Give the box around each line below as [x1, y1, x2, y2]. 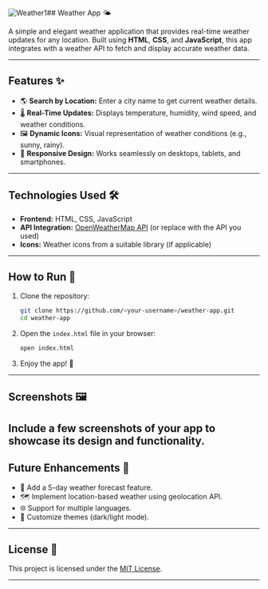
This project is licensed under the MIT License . [8, 564, 163, 574]
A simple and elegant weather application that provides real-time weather [8, 26, 250, 36]
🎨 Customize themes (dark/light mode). [19, 512, 149, 522]
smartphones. [19, 157, 66, 166]
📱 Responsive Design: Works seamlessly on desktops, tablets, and [19, 148, 241, 158]
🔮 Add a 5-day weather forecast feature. [19, 483, 153, 492]
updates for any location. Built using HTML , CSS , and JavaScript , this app [8, 35, 253, 44]
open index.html [19, 344, 74, 352]
